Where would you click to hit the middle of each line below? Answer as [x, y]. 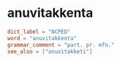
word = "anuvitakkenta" [42, 38]
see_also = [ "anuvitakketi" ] [50, 51]
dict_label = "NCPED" [39, 32]
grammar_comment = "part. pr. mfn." [61, 45]
